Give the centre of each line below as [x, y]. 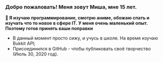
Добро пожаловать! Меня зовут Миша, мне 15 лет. [71, 7]
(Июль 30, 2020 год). [35, 54]
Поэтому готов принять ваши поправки [49, 28]
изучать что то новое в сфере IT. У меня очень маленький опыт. [77, 23]
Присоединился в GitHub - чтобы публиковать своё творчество [81, 49]
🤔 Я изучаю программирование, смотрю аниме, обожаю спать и [77, 18]
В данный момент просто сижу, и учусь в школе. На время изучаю [85, 38]
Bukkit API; [24, 43]
